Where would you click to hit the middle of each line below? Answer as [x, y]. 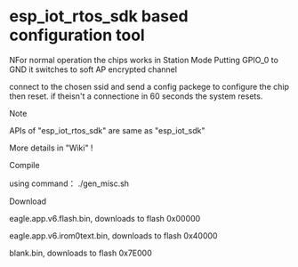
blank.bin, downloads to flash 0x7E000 [81, 253]
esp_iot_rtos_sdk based [99, 16]
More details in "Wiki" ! [51, 148]
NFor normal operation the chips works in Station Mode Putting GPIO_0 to [144, 60]
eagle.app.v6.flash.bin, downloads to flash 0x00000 [105, 218]
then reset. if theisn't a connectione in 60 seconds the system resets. [136, 96]
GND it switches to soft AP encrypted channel [93, 69]
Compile [24, 165]
